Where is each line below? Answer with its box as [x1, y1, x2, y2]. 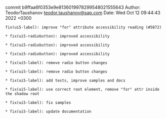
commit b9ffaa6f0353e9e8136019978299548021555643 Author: [5, 5, 141, 10]
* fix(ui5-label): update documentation [5, 109, 92, 114]
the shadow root [5, 91, 39, 96]
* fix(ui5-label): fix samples [5, 100, 71, 105]
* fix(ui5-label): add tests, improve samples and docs [5, 78, 126, 83]
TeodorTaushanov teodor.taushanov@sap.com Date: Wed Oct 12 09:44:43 [5, 10, 160, 16]
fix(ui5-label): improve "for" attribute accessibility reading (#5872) [5, 25, 162, 30]
